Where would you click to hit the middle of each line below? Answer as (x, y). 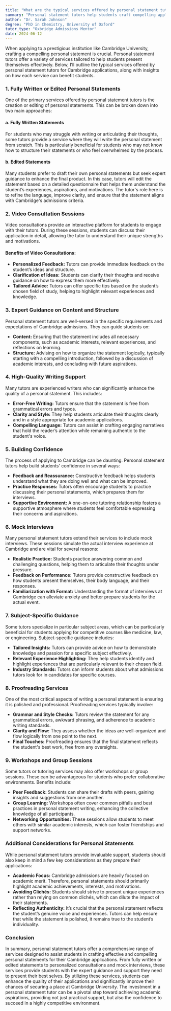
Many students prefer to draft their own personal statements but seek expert (85, 173)
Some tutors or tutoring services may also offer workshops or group (77, 771)
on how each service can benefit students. (50, 75)
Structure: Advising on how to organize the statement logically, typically (89, 353)
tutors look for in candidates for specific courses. (64, 675)
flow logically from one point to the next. (55, 736)
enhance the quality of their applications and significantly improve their (80, 981)
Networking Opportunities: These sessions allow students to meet (83, 819)
